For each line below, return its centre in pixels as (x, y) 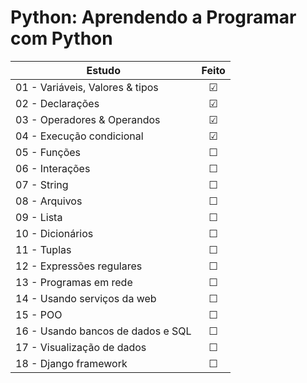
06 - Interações (53, 168)
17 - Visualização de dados (81, 347)
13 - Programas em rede (74, 282)
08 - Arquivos (49, 201)
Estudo (103, 70)
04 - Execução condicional (79, 136)
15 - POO (39, 314)
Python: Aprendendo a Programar (153, 17)
